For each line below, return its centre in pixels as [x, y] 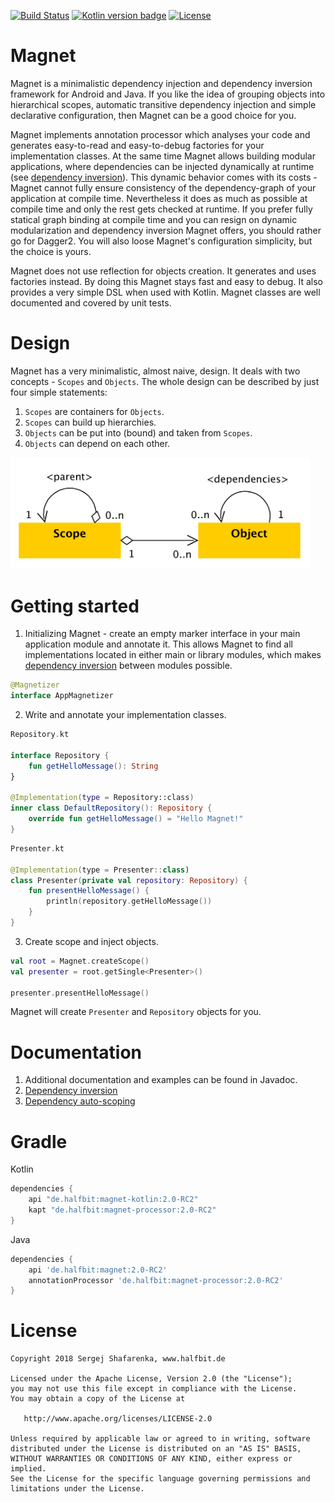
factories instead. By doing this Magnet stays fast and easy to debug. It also [166, 281]
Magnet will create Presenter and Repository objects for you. [136, 1012]
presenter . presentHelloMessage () [80, 993]
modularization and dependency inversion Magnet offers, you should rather [166, 230]
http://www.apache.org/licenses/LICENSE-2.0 [118, 1419]
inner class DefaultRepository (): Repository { [111, 808]
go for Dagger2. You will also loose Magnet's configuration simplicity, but [161, 241]
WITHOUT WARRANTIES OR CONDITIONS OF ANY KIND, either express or [151, 1459]
